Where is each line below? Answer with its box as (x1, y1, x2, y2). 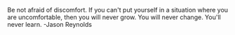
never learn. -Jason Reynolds (7, 21, 93, 28)
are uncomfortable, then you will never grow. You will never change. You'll (7, 13, 221, 21)
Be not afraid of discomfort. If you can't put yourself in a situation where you (7, 6, 229, 14)
